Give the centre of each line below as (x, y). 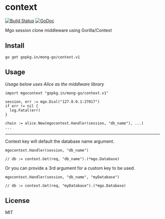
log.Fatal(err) (25, 110)
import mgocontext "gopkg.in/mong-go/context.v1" (57, 93)
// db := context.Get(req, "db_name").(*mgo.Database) (62, 159)
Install (15, 46)
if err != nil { (22, 106)
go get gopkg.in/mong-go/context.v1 (42, 57)
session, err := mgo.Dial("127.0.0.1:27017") (52, 102)
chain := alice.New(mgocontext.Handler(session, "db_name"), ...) (74, 123)
